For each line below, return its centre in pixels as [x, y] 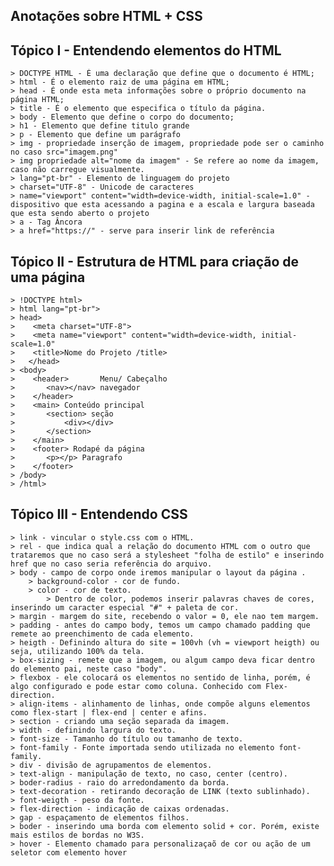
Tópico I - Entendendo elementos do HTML [146, 50]
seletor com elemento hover [69, 852]
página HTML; [37, 100]
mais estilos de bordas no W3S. [77, 835]
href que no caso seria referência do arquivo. [111, 564]
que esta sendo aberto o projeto [80, 214]
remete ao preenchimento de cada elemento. [102, 634]
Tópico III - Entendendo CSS [99, 514]
